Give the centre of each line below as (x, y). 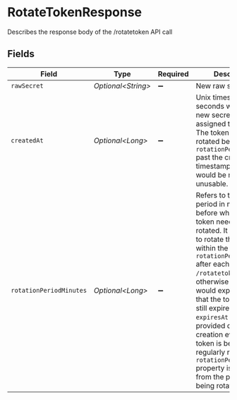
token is (209, 343)
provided (211, 325)
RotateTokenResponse (75, 12)
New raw (211, 85)
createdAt (27, 140)
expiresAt (212, 317)
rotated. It (212, 230)
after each (213, 264)
